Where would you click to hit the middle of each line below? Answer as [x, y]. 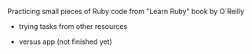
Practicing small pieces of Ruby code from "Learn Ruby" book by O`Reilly [126, 11]
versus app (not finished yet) [66, 41]
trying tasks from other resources [73, 26]
